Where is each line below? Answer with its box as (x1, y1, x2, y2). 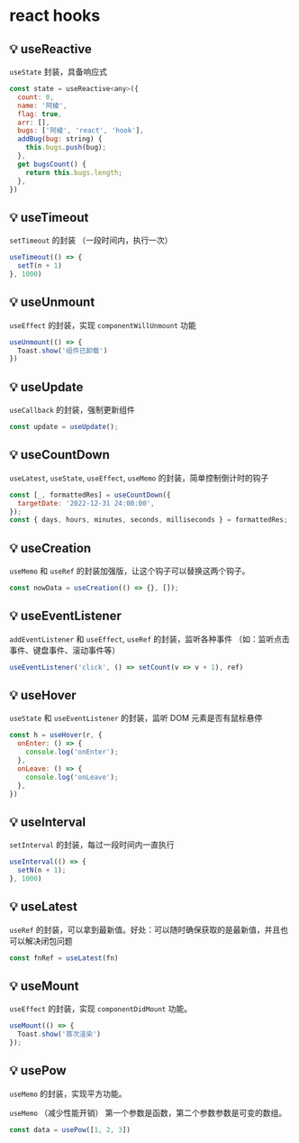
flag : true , (17, 109, 63, 118)
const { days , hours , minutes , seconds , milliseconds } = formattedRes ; (9, 516, 288, 525)
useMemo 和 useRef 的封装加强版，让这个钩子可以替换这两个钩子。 (9, 565, 250, 577)
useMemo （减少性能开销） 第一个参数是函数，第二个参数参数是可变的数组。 (9, 1107, 286, 1118)
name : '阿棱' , (17, 101, 68, 110)
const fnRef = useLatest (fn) (9, 953, 119, 963)
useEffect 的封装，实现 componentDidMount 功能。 (9, 1003, 192, 1014)
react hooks (9, 5, 101, 26)
